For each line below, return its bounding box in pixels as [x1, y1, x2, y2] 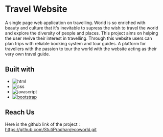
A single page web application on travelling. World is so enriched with [5, 20, 146, 26]
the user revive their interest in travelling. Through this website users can [5, 35, 153, 41]
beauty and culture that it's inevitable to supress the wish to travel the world [5, 25, 159, 30]
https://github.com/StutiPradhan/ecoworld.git [5, 126, 97, 132]
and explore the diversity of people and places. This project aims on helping [5, 30, 158, 36]
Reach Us [5, 108, 35, 116]
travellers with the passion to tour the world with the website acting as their [5, 46, 157, 52]
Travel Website [5, 3, 68, 15]
